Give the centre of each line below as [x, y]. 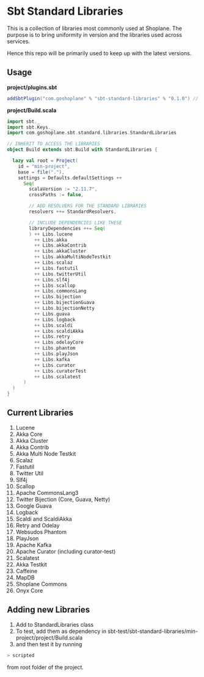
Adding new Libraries [49, 610]
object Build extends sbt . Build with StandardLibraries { [82, 150]
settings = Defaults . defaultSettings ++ [70, 178]
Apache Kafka [34, 545]
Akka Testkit [31, 564]
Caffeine [27, 571]
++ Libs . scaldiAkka [59, 331]
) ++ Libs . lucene [51, 234]
